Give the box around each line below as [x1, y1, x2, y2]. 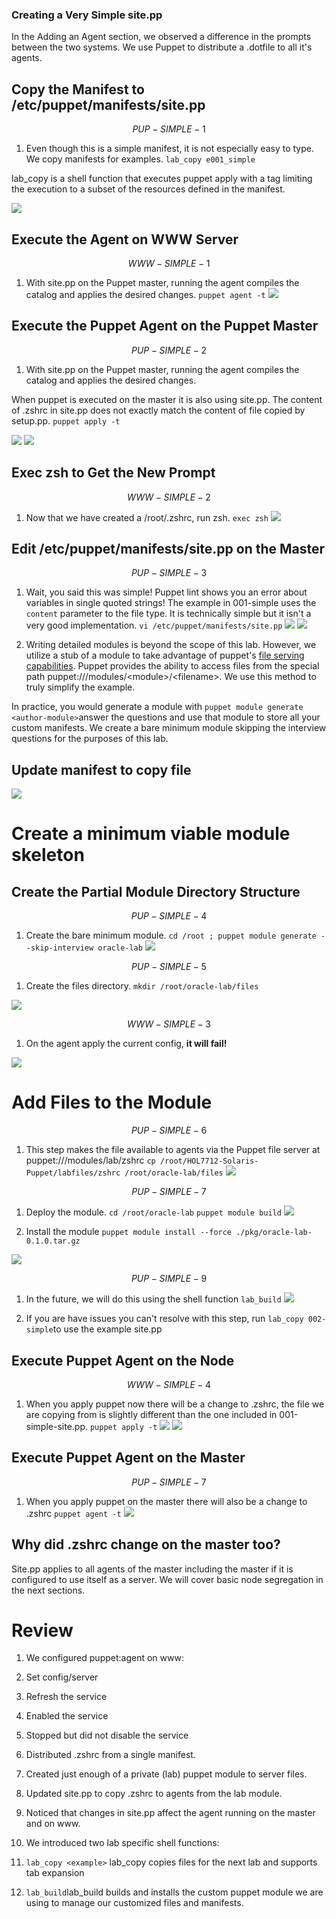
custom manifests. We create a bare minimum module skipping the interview [11, 722, 327, 734]
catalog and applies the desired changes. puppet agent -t [25, 288, 266, 300]
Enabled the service [25, 1710, 109, 1722]
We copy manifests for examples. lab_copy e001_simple [25, 153, 256, 165]
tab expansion [25, 1867, 85, 1879]
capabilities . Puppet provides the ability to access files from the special [25, 660, 320, 672]
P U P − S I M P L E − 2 [130, 344, 208, 356]
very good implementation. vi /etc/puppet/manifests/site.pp [25, 619, 283, 632]
